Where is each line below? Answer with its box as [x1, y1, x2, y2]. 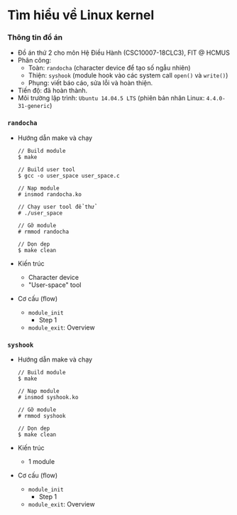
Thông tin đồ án [7, 33, 62, 43]
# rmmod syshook [17, 413, 66, 420]
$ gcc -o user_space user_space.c [17, 172, 120, 179]
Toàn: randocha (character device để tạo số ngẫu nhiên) [28, 64, 191, 72]
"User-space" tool [28, 281, 82, 289]
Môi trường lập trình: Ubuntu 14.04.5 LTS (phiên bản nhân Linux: [17, 94, 205, 102]
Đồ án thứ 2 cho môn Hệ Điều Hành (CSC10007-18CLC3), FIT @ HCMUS [17, 48, 231, 57]
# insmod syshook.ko [17, 394, 79, 401]
